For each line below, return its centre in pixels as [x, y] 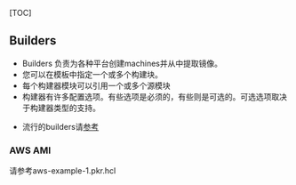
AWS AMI [30, 150]
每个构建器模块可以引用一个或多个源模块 [96, 85]
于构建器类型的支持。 [61, 108]
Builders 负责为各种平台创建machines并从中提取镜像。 [122, 63]
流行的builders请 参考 [60, 126]
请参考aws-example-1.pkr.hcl [63, 171]
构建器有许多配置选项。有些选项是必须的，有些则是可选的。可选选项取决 [154, 96]
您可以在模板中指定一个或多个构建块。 [92, 74]
